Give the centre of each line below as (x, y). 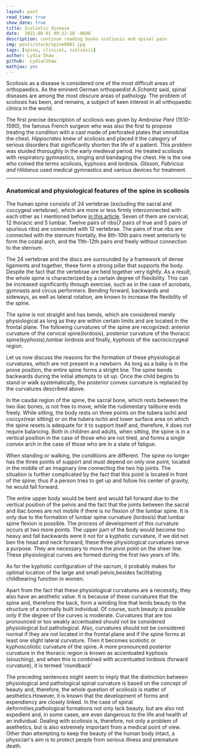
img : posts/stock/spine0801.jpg (46, 45)
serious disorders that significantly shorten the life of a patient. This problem (99, 145)
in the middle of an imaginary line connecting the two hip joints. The (88, 468)
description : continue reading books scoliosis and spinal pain (87, 39)
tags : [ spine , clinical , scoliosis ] (51, 50)
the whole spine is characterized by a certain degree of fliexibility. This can (97, 278)
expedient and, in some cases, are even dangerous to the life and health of (97, 714)
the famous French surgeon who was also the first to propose (97, 126)
